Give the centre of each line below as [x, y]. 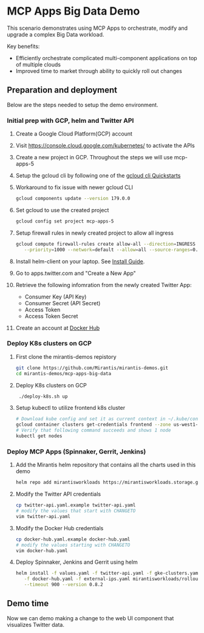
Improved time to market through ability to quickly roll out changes [99, 71]
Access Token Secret [51, 316]
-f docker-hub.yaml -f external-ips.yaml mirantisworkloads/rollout [112, 579]
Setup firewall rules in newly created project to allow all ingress [94, 233]
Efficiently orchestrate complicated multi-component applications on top [106, 58]
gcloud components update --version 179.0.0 [73, 199]
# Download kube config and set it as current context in [90, 419]
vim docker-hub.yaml [42, 551]
